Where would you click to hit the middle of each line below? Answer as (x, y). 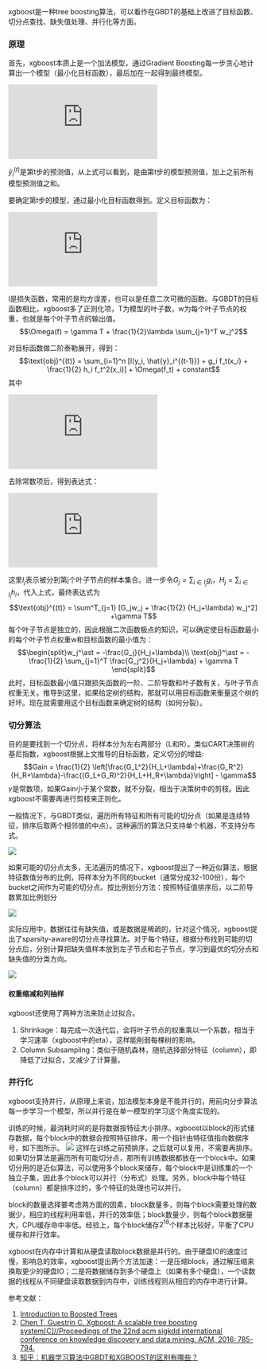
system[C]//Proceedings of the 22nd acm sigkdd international (121, 1331)
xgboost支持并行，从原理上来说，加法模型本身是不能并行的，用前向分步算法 (133, 1101)
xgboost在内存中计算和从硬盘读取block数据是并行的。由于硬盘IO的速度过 (128, 1251)
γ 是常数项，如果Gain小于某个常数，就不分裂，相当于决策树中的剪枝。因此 (129, 789)
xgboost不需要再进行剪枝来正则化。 (67, 799)
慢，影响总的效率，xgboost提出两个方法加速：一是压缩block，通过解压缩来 (132, 1262)
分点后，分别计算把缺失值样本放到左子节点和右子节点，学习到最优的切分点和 (133, 949)
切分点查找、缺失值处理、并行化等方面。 (74, 21)
